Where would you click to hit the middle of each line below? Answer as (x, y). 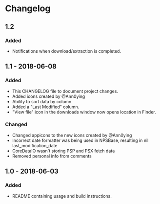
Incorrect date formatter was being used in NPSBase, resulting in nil (80, 140)
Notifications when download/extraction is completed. (66, 51)
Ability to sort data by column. (42, 101)
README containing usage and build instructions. (62, 196)
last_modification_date (35, 145)
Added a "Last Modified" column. (46, 107)
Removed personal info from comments (52, 156)
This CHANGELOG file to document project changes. (65, 91)
